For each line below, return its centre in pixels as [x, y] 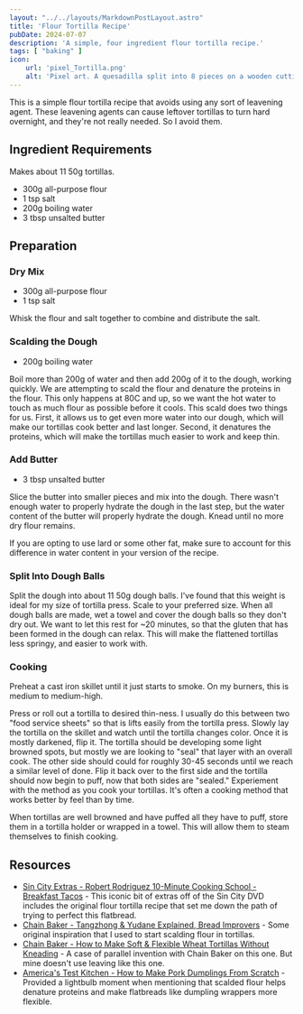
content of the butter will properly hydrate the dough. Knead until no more [147, 516]
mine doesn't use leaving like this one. [93, 963]
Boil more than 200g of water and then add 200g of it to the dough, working [151, 379]
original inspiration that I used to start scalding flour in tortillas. [138, 935]
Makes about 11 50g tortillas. [62, 171]
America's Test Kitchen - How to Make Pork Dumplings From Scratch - [154, 973]
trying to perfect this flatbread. [79, 916]
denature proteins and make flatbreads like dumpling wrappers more [150, 992]
